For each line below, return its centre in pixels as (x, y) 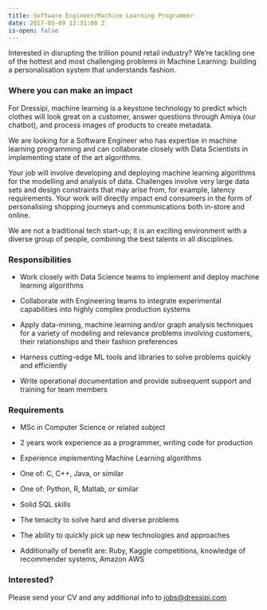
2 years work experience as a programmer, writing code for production (136, 443)
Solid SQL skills (45, 504)
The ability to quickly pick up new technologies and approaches (125, 535)
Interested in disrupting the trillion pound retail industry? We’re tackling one (132, 53)
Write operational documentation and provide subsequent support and (135, 381)
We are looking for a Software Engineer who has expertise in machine (123, 140)
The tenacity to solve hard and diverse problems (99, 520)
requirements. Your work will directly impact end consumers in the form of (130, 198)
